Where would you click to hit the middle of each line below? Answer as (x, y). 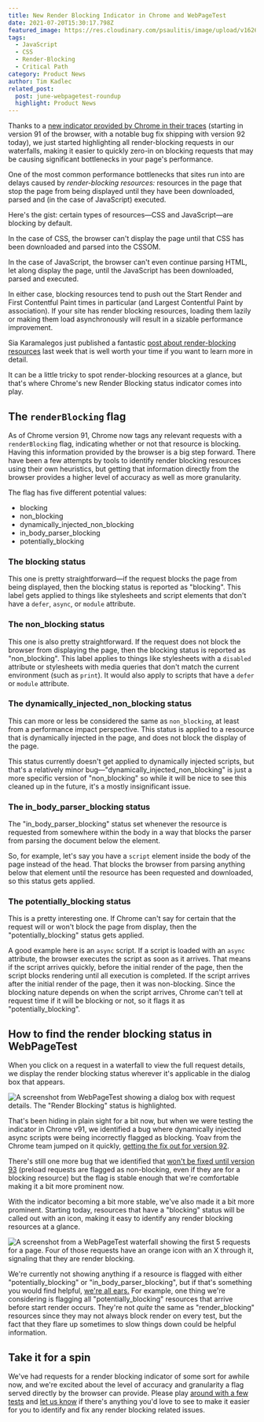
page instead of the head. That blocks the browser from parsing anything (127, 864)
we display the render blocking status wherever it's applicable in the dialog (129, 1074)
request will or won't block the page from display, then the (103, 927)
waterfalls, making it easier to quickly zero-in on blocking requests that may (131, 151)
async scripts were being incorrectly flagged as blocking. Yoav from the (125, 1138)
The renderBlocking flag (67, 416)
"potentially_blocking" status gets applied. (76, 935)
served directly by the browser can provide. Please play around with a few (128, 1393)
